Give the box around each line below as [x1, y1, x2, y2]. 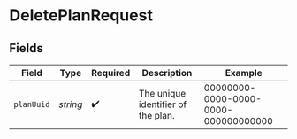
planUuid [13, 99, 50, 109]
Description [141, 67, 193, 79]
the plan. [138, 110, 175, 121]
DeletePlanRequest [9, 5, 153, 26]
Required [91, 67, 131, 79]
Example [225, 67, 263, 79]
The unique [138, 88, 187, 99]
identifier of [138, 98, 187, 111]
